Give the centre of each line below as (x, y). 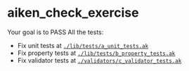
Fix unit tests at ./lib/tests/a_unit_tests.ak (83, 45)
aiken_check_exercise (73, 13)
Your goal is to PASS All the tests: (56, 32)
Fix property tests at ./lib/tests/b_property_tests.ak (96, 53)
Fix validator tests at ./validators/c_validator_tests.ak (99, 60)
